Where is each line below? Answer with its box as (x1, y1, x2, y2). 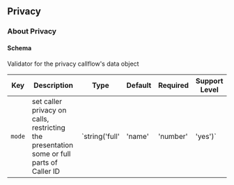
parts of (31, 157, 58, 167)
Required (157, 80, 189, 90)
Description (33, 80, 73, 90)
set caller (31, 96, 63, 106)
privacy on (31, 105, 67, 114)
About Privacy (7, 27, 57, 36)
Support (195, 76, 224, 86)
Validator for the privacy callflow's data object (7, 59, 139, 68)
